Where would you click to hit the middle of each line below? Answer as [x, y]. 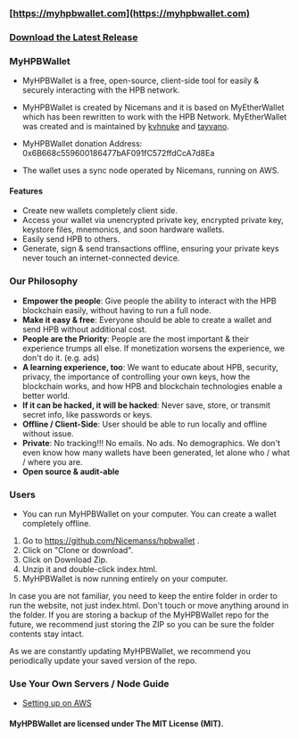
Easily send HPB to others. [71, 239]
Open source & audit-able [71, 471]
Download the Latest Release [74, 37]
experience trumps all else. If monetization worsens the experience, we [154, 348]
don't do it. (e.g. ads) [61, 357]
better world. [46, 395]
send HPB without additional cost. [84, 329]
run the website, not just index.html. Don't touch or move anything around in [149, 605]
